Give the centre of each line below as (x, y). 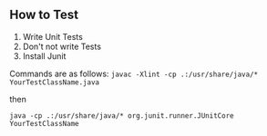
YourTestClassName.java (55, 82)
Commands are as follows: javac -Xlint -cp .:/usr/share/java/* (133, 73)
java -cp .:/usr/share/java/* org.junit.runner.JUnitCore (122, 116)
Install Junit (44, 56)
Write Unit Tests (53, 36)
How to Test (44, 15)
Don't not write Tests (62, 46)
